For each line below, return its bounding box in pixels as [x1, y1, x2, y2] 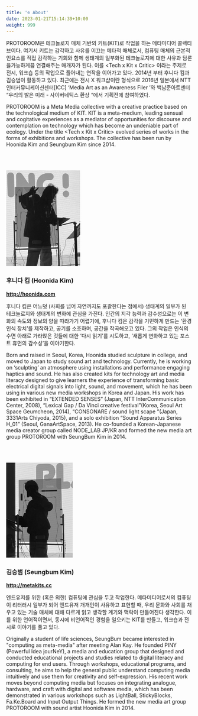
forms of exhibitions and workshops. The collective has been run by [6, 135, 172, 142]
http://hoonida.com [6, 290, 56, 297]
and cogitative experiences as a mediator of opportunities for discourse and [6, 116, 191, 123]
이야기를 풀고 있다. [17, 624, 60, 631]
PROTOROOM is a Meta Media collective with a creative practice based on [6, 103, 187, 111]
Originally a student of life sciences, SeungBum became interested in [6, 636, 174, 643]
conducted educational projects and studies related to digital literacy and [6, 654, 184, 662]
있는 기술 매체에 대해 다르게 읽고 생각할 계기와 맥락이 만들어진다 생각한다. [17, 609, 186, 616]
